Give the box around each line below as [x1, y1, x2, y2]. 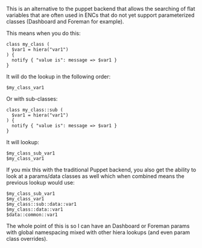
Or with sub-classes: [6, 95, 58, 102]
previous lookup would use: [6, 179, 75, 186]
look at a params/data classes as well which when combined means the [6, 173, 185, 180]
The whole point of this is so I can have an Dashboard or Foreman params [6, 223, 190, 229]
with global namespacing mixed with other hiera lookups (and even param [6, 229, 191, 236]
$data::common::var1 [6, 212, 58, 218]
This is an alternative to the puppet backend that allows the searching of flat [6, 5, 195, 12]
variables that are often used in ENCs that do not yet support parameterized [6, 11, 195, 19]
